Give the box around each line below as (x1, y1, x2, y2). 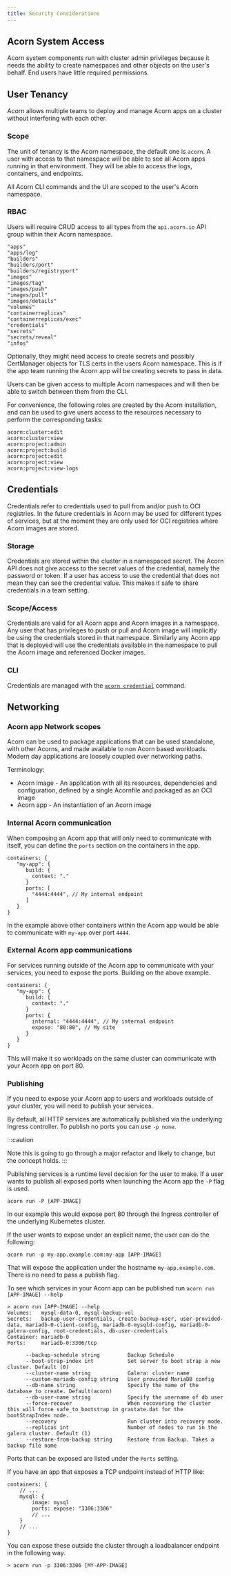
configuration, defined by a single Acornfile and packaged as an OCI (17, 786, 212, 795)
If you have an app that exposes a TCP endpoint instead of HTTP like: (7, 1468, 205, 1476)
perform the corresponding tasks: (7, 415, 103, 423)
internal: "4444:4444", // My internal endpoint (32, 1018, 174, 1025)
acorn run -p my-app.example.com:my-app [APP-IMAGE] (7, 1251, 162, 1259)
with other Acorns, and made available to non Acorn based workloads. (7, 745, 208, 753)
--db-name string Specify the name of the (25, 1382, 199, 1389)
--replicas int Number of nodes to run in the (25, 1424, 217, 1431)
